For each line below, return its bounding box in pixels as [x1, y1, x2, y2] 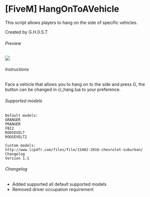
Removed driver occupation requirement [12, 186, 94, 192]
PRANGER [5, 121, 21, 127]
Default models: [5, 113, 38, 118]
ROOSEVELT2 [5, 134, 27, 139]
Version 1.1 [5, 155, 29, 161]
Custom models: [5, 143, 36, 148]
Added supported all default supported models [12, 181, 107, 187]
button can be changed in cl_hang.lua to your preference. [5, 87, 121, 92]
